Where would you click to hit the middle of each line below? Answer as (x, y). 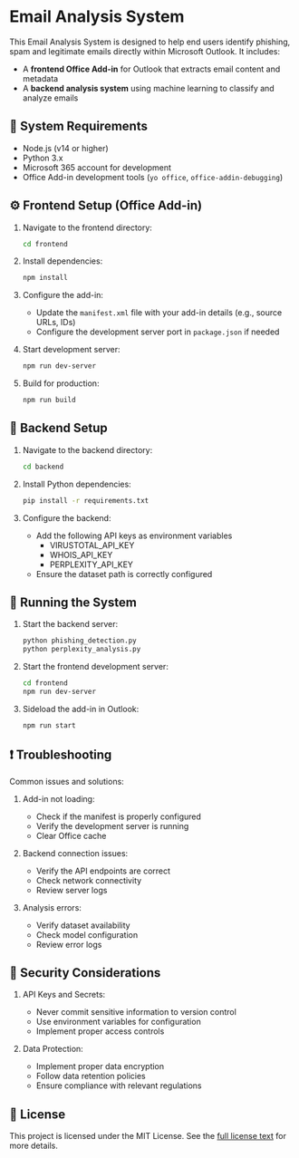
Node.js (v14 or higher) (65, 148)
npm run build (49, 400)
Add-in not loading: (58, 798)
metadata (40, 78)
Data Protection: (53, 1049)
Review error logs (69, 944)
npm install (45, 278)
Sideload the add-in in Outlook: (81, 709)
